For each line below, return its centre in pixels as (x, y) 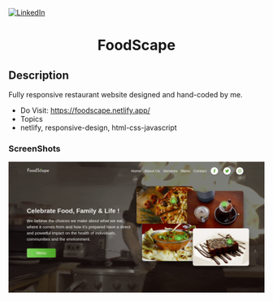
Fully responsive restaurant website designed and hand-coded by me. (126, 95)
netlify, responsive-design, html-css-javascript (98, 127)
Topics (31, 119)
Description (39, 75)
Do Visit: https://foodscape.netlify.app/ (85, 110)
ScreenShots (35, 148)
